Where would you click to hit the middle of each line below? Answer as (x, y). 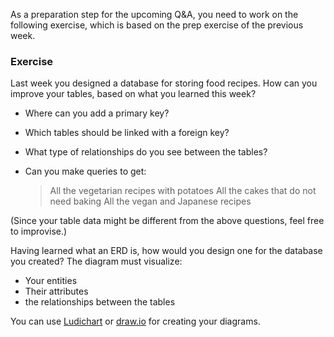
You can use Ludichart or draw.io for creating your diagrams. (135, 321)
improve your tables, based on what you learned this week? (133, 94)
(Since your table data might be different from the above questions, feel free (167, 221)
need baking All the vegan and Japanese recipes (150, 201)
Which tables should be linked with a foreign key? (127, 133)
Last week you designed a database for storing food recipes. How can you (164, 83)
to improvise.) (39, 231)
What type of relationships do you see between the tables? (146, 152)
